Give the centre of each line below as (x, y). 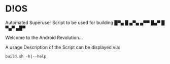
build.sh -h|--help (26, 56)
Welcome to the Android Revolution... (44, 37)
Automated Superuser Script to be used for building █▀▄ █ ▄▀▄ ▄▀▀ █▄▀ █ (85, 22)
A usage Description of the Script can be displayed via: (63, 47)
